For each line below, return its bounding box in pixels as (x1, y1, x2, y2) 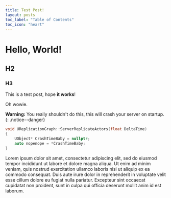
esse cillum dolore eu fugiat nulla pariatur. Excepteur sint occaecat (5, 176, 145, 183)
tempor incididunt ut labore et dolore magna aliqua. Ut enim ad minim (5, 160, 151, 167)
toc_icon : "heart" (5, 22, 44, 27)
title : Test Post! (5, 7, 44, 13)
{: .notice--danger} (5, 116, 45, 123)
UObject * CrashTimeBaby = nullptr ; (14, 136, 90, 141)
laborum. (5, 188, 25, 194)
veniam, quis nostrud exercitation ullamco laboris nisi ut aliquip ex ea (5, 166, 150, 172)
